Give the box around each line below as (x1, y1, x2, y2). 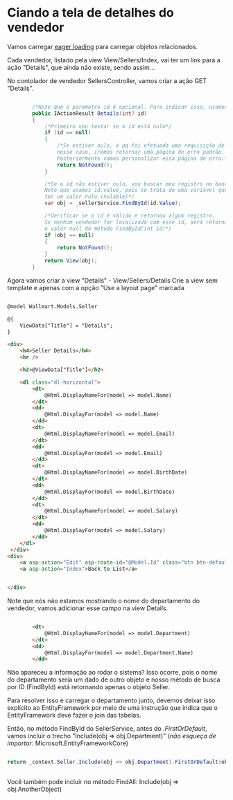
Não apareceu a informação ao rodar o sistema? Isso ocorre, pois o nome (7, 668, 218, 677)
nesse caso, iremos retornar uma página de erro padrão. (56, 149, 225, 156)
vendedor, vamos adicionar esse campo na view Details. (7, 604, 169, 612)
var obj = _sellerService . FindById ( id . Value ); (44, 199, 182, 207)
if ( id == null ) (44, 130, 92, 136)
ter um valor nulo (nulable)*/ (44, 193, 135, 200)
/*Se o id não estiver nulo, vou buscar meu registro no (44, 180, 213, 188)
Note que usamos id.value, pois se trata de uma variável (44, 187, 216, 194)
